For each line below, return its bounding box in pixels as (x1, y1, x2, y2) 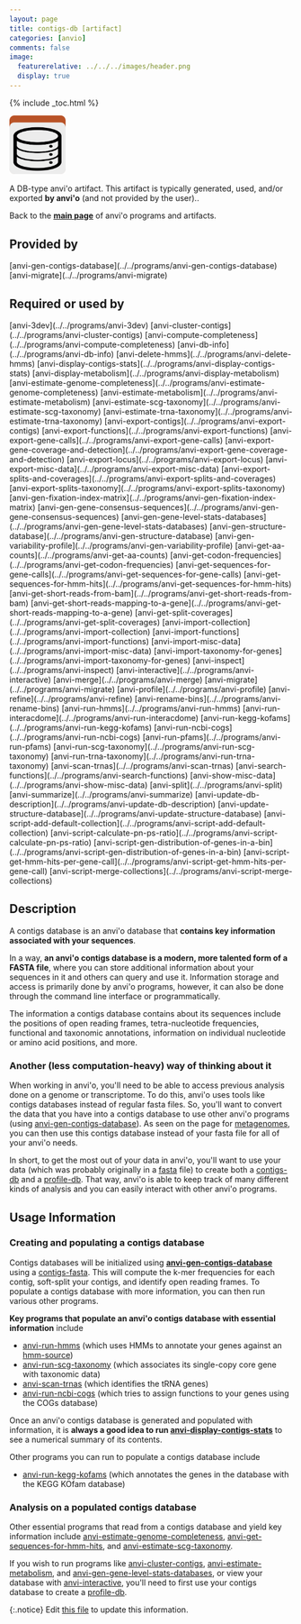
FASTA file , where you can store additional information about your (9, 962, 254, 972)
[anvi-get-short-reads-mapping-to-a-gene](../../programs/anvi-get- (30, 598, 281, 608)
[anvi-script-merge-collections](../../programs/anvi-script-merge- (49, 866, 293, 876)
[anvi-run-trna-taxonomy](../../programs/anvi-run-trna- (50, 751, 256, 762)
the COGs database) (22, 1397, 99, 1408)
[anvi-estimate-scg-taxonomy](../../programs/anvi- (93, 397, 281, 407)
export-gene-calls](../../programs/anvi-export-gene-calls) (9, 435, 223, 445)
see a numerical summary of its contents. (9, 1434, 163, 1445)
